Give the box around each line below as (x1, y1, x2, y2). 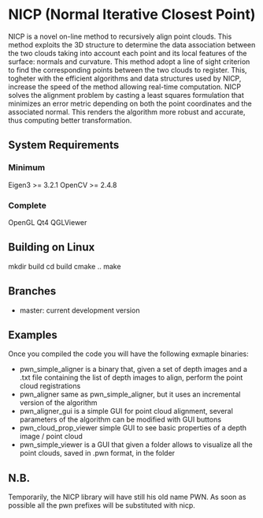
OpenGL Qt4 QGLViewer (8, 217, 87, 227)
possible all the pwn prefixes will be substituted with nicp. (8, 501, 195, 510)
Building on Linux (8, 241, 95, 254)
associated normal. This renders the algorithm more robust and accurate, (8, 107, 246, 116)
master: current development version (19, 306, 140, 315)
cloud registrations (19, 381, 81, 391)
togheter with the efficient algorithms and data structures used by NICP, (8, 73, 242, 83)
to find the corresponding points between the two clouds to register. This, (8, 65, 247, 74)
